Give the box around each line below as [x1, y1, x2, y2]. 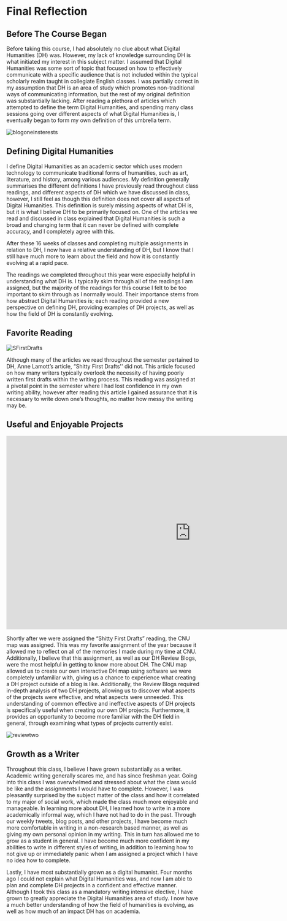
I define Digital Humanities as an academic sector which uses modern [6, 162, 183, 170]
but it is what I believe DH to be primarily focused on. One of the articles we [6, 208, 197, 215]
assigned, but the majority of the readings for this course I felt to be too [6, 284, 187, 291]
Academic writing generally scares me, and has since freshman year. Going [6, 771, 197, 779]
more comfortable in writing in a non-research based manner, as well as [6, 824, 188, 831]
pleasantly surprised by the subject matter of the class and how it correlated [6, 791, 199, 798]
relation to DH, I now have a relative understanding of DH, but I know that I [6, 246, 194, 253]
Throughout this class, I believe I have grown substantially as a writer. [6, 765, 182, 773]
